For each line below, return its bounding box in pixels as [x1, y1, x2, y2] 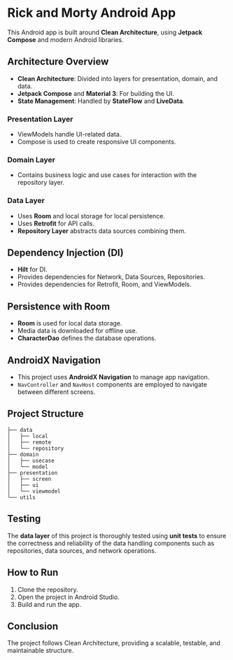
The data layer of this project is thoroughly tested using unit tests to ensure [7, 531, 227, 540]
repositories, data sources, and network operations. [7, 546, 157, 554]
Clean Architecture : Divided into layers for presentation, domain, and [17, 74, 218, 83]
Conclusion [7, 620, 59, 632]
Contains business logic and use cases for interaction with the [17, 171, 197, 179]
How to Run [7, 567, 59, 579]
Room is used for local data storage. [17, 319, 122, 328]
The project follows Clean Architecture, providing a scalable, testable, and [7, 639, 220, 647]
